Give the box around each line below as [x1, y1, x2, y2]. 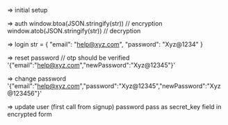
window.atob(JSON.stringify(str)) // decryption [7, 27, 141, 35]
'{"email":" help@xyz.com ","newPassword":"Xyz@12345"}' [7, 61, 176, 69]
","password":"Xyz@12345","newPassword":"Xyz [79, 82, 221, 90]
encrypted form [7, 110, 52, 118]
